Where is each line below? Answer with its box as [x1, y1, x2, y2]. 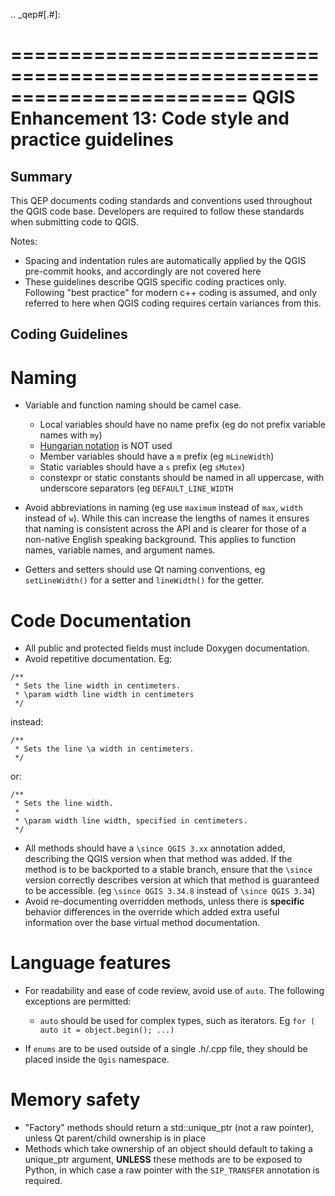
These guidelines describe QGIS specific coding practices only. [24, 276, 287, 288]
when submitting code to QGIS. [10, 216, 140, 228]
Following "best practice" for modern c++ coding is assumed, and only [24, 287, 318, 298]
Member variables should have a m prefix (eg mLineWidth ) [39, 450, 275, 463]
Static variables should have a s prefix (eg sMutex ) [39, 461, 246, 473]
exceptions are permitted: [24, 995, 132, 1008]
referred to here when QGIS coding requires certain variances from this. [24, 297, 322, 309]
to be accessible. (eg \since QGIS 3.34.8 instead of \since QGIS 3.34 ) [24, 885, 316, 897]
